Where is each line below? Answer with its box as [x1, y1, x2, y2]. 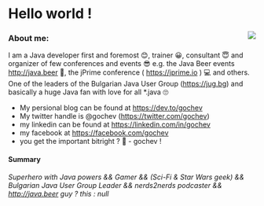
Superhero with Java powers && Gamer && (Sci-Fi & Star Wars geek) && [8, 172, 245, 182]
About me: [8, 33, 49, 44]
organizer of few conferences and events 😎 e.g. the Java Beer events [8, 59, 235, 68]
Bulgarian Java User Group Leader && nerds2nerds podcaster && [8, 180, 222, 189]
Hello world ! [8, 5, 93, 23]
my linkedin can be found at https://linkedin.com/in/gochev [19, 120, 211, 130]
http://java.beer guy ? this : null [8, 189, 109, 198]
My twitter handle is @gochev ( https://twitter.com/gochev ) [19, 112, 210, 121]
